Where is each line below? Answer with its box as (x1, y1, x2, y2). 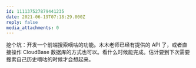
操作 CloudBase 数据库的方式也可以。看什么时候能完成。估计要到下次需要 (11, 49, 190, 56)
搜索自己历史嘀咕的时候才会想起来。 (6, 56, 94, 63)
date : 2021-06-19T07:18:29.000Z (6, 14, 85, 20)
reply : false (6, 19, 38, 25)
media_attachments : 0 (6, 24, 59, 31)
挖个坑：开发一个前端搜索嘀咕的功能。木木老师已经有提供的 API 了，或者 (6, 41, 182, 48)
